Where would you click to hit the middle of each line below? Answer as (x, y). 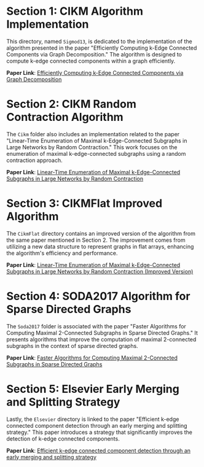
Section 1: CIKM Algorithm (75, 11)
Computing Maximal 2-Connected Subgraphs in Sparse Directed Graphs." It (102, 333)
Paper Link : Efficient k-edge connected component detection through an (99, 450)
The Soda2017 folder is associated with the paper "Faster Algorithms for (96, 326)
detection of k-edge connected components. (63, 438)
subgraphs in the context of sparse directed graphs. (72, 345)
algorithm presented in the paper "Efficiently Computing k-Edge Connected (102, 48)
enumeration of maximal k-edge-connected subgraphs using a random (96, 153)
